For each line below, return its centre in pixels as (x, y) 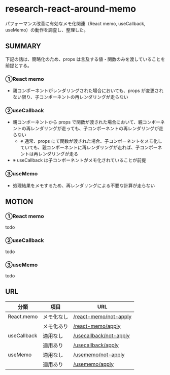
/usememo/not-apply (99, 355)
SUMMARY (23, 46)
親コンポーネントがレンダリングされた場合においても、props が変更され (88, 91)
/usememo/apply (94, 364)
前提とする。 (19, 65)
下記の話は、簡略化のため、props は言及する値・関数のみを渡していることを (85, 59)
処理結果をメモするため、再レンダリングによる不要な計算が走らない (84, 185)
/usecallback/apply (96, 345)
